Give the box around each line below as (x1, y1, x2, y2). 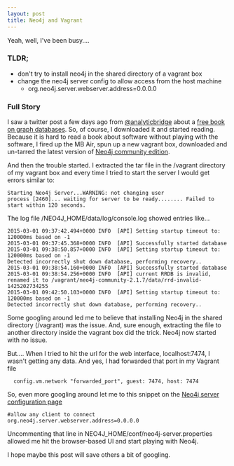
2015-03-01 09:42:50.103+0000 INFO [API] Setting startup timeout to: (7, 289, 221, 296)
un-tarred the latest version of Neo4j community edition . (7, 148, 170, 156)
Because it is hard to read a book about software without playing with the (7, 132, 219, 141)
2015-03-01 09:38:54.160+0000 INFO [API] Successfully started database (7, 264, 228, 272)
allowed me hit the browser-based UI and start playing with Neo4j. (7, 437, 199, 446)
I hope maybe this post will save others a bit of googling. (7, 451, 170, 459)
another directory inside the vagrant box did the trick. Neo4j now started (7, 329, 216, 337)
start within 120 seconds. (7, 202, 86, 209)
